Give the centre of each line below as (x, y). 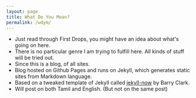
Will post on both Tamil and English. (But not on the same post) (91, 89)
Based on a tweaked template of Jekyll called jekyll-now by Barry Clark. (102, 83)
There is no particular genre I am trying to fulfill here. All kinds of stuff (99, 52)
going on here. (32, 45)
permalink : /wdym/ (29, 22)
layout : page (22, 11)
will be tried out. (34, 58)
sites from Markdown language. (53, 76)
